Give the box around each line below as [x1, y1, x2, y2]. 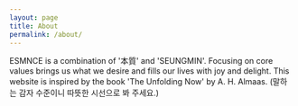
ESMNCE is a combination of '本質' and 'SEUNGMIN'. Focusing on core [9, 56, 274, 66]
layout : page [9, 13, 59, 22]
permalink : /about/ [9, 30, 83, 39]
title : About [9, 22, 59, 31]
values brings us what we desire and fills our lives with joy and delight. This [9, 66, 290, 76]
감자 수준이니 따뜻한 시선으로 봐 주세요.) [18, 87, 160, 99]
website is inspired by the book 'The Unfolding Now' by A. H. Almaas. [9, 76, 268, 87]
